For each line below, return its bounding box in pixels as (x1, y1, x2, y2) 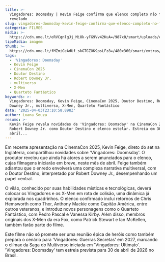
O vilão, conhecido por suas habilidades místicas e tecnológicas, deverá (5, 185, 151, 191)
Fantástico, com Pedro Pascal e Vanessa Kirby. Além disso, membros (5, 211, 145, 217)
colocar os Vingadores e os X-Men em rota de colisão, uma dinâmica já (5, 191, 150, 196)
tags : (5, 53, 16, 58)
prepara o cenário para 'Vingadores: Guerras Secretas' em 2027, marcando (5, 237, 158, 243)
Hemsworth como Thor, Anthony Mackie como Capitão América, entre (5, 201, 147, 207)
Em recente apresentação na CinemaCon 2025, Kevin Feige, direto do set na (5, 144, 160, 150)
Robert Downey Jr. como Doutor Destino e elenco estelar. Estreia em (9, 126, 155, 131)
